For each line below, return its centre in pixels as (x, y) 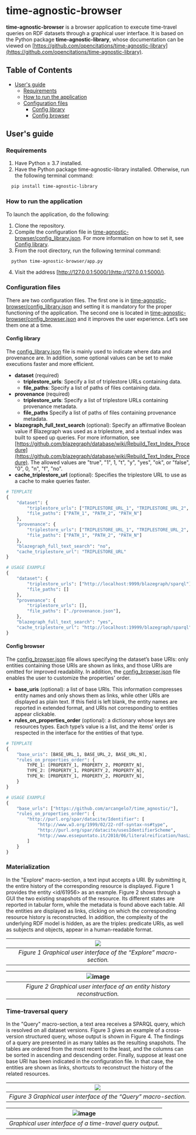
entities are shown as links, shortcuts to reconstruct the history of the (90, 1068)
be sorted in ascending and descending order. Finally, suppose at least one (96, 1055)
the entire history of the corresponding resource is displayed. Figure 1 (90, 886)
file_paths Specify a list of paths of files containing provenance (99, 412)
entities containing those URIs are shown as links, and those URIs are (89, 665)
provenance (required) (42, 394)
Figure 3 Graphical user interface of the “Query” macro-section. (98, 1097)
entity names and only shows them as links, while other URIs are (92, 695)
